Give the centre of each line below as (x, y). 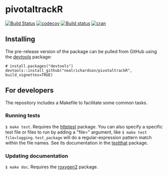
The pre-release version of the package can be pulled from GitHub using (81, 51)
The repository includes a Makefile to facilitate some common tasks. (76, 103)
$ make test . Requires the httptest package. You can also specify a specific (84, 126)
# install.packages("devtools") (39, 66)
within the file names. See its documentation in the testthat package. (77, 143)
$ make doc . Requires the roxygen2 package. (52, 167)
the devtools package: (29, 57)
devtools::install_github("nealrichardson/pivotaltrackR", (69, 70)
